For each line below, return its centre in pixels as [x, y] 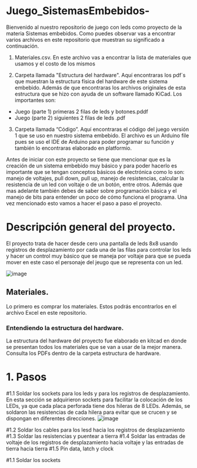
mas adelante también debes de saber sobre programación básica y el [91, 190]
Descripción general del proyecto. [91, 227]
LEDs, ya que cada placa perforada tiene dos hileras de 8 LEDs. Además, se [98, 406]
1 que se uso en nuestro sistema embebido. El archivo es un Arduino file [102, 135]
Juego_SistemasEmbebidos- [78, 11]
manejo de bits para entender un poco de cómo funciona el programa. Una [97, 197]
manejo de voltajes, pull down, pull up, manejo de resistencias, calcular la [95, 178]
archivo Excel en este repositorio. [46, 312]
